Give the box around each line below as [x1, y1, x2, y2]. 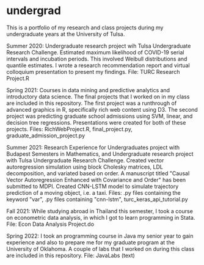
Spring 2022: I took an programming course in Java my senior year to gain [6, 232, 194, 239]
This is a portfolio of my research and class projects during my [6, 24, 164, 31]
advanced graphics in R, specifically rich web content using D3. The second [6, 106, 199, 113]
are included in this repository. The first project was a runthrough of [6, 99, 177, 107]
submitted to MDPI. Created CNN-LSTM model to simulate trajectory [6, 183, 179, 190]
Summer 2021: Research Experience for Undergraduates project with [6, 143, 180, 151]
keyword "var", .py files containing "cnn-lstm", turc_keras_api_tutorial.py [6, 195, 188, 203]
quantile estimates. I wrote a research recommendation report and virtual [6, 62, 191, 69]
